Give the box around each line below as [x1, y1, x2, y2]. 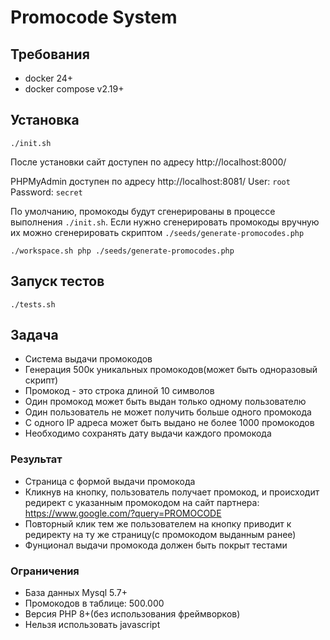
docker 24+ [24, 72, 74, 84]
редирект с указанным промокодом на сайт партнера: [24, 496, 260, 508]
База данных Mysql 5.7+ [24, 587, 128, 599]
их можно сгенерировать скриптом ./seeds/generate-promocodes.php [10, 226, 305, 238]
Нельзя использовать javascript [24, 619, 161, 631]
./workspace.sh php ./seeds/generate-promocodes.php [10, 246, 235, 256]
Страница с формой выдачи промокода [24, 475, 196, 487]
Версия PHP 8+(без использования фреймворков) [24, 608, 241, 620]
